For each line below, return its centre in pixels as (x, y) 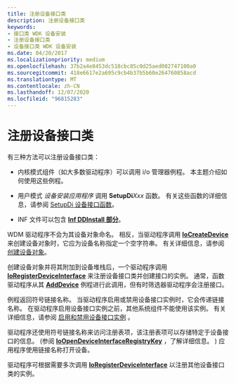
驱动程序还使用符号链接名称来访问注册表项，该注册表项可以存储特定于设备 (115, 332)
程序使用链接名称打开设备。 (53, 349)
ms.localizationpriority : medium (56, 60)
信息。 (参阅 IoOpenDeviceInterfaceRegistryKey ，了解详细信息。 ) (118, 341)
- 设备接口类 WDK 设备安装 (42, 47)
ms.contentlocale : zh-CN (44, 86)
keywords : (22, 27)
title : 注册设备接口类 (37, 14)
